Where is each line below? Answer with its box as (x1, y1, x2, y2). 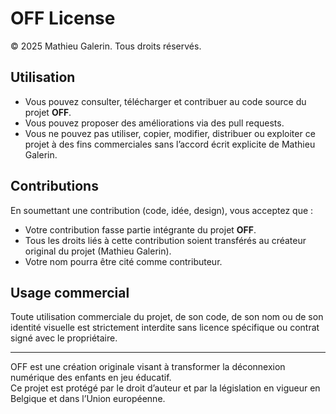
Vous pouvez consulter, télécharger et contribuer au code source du (24, 95, 307, 107)
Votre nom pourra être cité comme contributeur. (24, 255, 223, 267)
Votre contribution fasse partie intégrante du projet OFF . (24, 223, 257, 236)
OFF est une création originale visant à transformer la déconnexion (10, 361, 286, 373)
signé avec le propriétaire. (10, 332, 118, 344)
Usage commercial (10, 284, 130, 301)
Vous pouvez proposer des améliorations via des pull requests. (24, 117, 285, 129)
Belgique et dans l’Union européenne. (10, 393, 166, 405)
